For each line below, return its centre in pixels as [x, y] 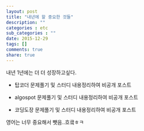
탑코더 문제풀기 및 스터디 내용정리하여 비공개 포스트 [73, 85]
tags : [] [17, 44]
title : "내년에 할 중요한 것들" [40, 17]
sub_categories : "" [31, 33]
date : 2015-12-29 [27, 39]
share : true [20, 55]
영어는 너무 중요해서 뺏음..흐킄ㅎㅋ [45, 122]
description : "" [26, 22]
